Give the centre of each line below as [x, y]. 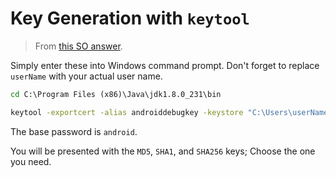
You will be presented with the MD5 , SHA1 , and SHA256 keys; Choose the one [163, 151]
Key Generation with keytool [130, 18]
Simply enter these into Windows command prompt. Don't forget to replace [165, 65]
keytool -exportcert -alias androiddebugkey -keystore [127, 112]
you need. [31, 161]
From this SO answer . [78, 46]
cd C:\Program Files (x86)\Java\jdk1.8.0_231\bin [116, 94]
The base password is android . [74, 131]
